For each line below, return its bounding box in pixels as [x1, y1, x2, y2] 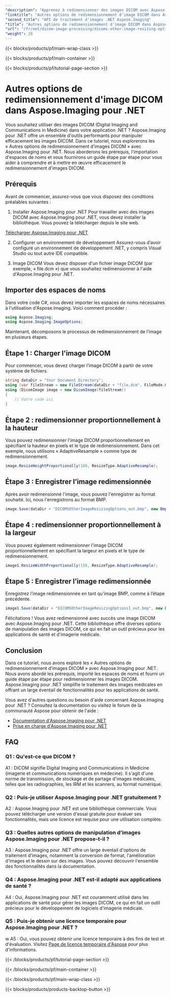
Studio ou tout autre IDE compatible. [12, 250, 89, 256]
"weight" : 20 [5, 31, 33, 36]
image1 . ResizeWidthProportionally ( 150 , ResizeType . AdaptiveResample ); [5, 563, 158, 568]
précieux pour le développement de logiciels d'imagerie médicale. [5, 905, 144, 911]
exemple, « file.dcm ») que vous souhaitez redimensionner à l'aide [12, 265, 152, 271]
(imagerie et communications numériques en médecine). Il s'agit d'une [5, 770, 154, 776]
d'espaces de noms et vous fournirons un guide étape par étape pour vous [5, 154, 162, 160]
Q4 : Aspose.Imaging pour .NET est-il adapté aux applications [5, 876, 162, 883]
